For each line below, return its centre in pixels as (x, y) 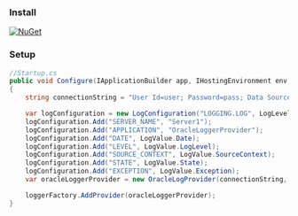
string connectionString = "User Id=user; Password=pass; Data (145, 98)
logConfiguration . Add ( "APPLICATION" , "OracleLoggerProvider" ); (145, 130)
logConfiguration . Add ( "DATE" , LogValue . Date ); (113, 138)
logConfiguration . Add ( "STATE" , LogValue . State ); (117, 163)
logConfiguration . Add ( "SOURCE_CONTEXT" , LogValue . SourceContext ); (150, 155)
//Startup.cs (33, 73)
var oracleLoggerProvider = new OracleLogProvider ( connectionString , (157, 180)
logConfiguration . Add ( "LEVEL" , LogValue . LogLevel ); (122, 147)
